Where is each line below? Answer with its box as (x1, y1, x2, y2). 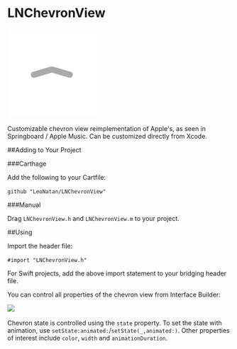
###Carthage (7, 159, 47, 168)
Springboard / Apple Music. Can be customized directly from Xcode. (7, 132, 208, 140)
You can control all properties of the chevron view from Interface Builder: (7, 290, 221, 299)
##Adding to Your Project (7, 145, 82, 154)
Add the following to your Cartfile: (7, 173, 106, 181)
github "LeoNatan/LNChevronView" (7, 188, 106, 195)
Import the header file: (7, 241, 73, 250)
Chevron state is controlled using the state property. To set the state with (7, 319, 222, 327)
